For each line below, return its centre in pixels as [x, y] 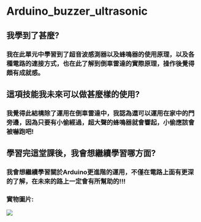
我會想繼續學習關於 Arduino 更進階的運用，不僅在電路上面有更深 [100, 172]
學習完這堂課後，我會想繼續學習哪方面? [81, 153]
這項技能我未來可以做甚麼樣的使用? [73, 94]
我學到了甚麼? [33, 35]
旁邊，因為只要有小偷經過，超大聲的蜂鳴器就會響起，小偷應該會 [100, 122]
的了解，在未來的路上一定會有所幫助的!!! [66, 182]
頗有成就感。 [25, 73]
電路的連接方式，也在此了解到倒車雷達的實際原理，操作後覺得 [104, 64]
